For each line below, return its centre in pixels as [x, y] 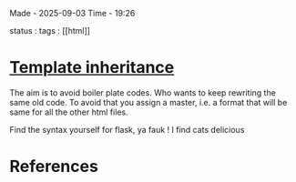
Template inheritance [92, 68]
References [54, 167]
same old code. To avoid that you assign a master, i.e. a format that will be [148, 102]
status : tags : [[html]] [50, 30]
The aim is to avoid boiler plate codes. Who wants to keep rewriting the [143, 92]
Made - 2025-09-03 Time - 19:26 [72, 13]
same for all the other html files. [69, 112]
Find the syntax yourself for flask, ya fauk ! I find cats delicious [127, 129]
